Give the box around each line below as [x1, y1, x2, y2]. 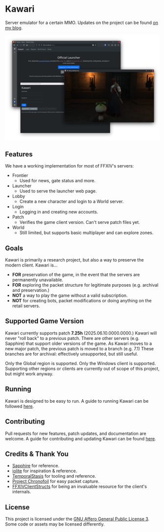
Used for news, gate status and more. [19, 178, 96, 184]
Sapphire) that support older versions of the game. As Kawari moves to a [5, 340, 152, 346]
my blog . [5, 24, 23, 30]
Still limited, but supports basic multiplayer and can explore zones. [19, 230, 154, 236]
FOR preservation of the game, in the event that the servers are [12, 272, 140, 278]
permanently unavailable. [12, 277, 64, 283]
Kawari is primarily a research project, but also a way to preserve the [5, 257, 144, 263]
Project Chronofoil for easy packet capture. [12, 479, 99, 484]
